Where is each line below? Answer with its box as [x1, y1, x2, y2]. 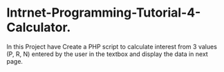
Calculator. [6, 19, 71, 35]
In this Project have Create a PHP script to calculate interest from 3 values [6, 42, 217, 51]
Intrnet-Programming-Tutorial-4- [6, 5, 201, 21]
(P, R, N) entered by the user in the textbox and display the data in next [6, 50, 208, 58]
